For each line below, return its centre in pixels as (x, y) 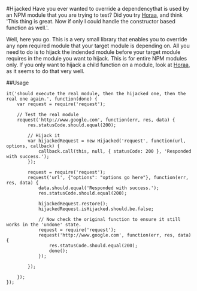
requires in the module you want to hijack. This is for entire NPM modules (97, 58)
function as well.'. (28, 28)
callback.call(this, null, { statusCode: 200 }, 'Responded (115, 151)
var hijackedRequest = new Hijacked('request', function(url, (107, 141)
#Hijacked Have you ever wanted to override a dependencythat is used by (98, 9)
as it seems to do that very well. (46, 71)
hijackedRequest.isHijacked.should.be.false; (96, 209)
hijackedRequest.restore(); (73, 204)
